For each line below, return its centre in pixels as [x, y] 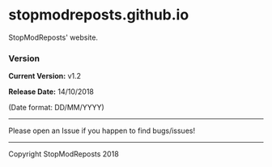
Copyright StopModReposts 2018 [64, 154]
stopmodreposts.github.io [99, 15]
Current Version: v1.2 [45, 76]
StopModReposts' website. [53, 37]
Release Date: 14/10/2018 [51, 92]
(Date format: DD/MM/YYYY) [57, 108]
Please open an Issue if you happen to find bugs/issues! [102, 131]
